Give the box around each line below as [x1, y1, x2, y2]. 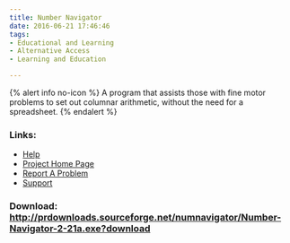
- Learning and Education [9, 55, 106, 64]
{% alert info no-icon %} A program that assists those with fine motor [9, 87, 267, 98]
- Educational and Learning [9, 38, 115, 48]
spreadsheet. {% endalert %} [9, 107, 119, 117]
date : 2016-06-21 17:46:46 [9, 22, 110, 30]
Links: [9, 128, 37, 141]
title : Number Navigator [9, 13, 102, 22]
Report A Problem [22, 168, 89, 179]
